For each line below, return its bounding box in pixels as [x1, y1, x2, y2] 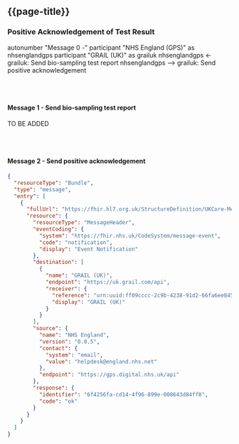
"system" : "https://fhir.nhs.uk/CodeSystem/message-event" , [38, 232, 221, 239]
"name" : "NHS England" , [38, 332, 110, 339]
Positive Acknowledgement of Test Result [7, 27, 155, 37]
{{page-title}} [7, 6, 70, 18]
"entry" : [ [14, 192, 46, 200]
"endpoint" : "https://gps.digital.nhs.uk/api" [38, 371, 180, 379]
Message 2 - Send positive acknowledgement [7, 157, 146, 166]
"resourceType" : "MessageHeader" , [33, 219, 135, 226]
